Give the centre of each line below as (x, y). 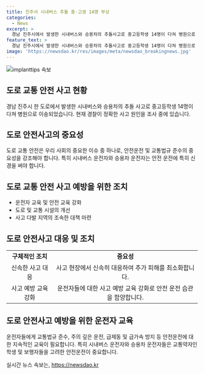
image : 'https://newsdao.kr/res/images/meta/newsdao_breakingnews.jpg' (99, 52)
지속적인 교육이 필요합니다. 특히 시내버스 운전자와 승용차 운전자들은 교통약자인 (105, 344)
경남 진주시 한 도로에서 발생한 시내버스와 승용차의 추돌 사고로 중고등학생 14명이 (100, 106)
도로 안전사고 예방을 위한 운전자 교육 (70, 321)
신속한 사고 (26, 268)
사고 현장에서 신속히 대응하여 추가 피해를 (110, 268)
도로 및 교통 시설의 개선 (43, 210)
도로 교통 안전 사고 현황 (47, 91)
